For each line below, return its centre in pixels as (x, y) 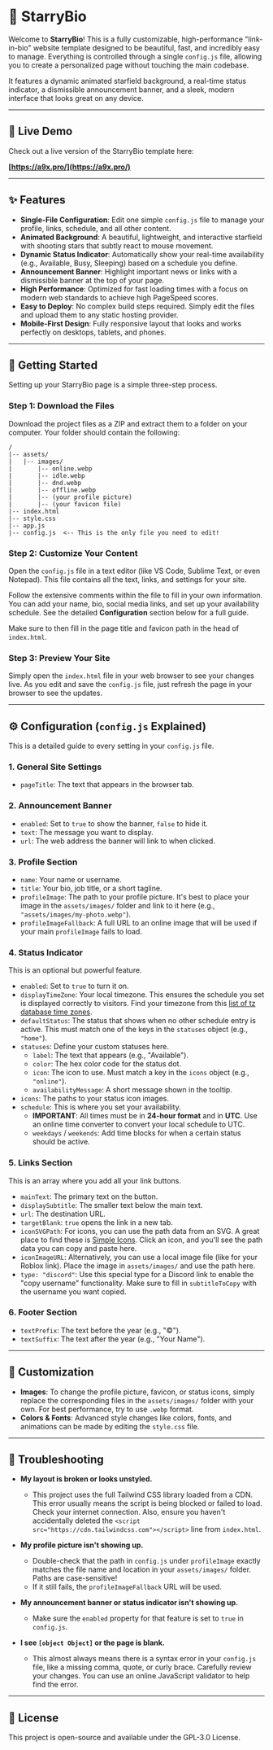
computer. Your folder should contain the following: (94, 432)
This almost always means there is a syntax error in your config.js (144, 1659)
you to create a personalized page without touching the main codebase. (129, 65)
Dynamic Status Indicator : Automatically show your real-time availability (142, 254)
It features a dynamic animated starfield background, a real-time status (127, 81)
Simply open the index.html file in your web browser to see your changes (131, 676)
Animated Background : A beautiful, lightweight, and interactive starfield (141, 237)
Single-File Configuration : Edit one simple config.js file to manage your (142, 220)
